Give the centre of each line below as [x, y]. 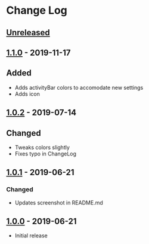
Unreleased [28, 33]
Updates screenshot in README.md [59, 202]
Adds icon [27, 94]
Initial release [31, 236]
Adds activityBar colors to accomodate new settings [79, 87]
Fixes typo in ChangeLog [45, 154]
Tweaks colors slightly [42, 147]
